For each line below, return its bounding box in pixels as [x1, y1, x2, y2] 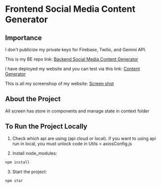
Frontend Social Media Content [5, 3, 136, 15]
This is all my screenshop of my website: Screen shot [5, 80, 114, 86]
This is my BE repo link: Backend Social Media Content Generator [5, 56, 139, 62]
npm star [5, 178, 23, 183]
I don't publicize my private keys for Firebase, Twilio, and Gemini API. [5, 47, 147, 52]
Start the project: [12, 169, 47, 175]
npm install [5, 159, 30, 165]
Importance [5, 34, 42, 42]
